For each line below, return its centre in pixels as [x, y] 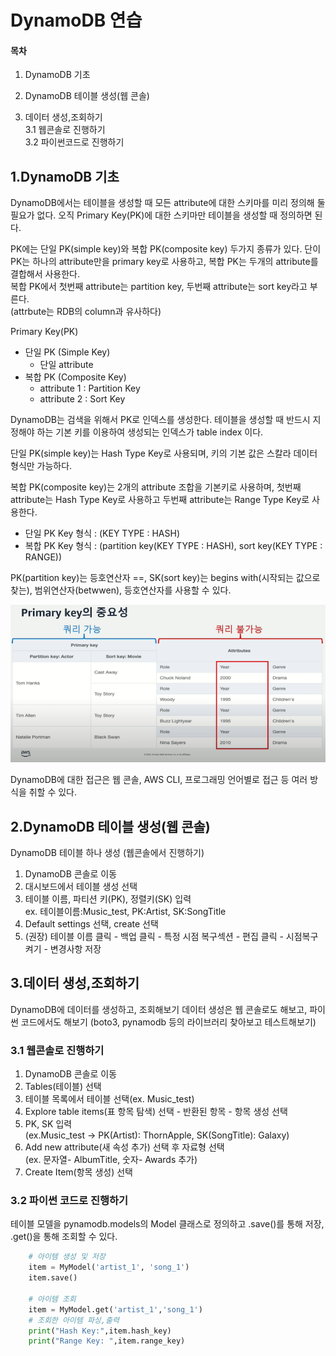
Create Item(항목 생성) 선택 [78, 1172]
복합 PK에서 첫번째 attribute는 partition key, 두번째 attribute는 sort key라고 [159, 287]
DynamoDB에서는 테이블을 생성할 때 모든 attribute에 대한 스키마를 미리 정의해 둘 [168, 203]
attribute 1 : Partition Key [90, 388]
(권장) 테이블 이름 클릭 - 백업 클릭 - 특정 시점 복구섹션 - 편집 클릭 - [154, 937]
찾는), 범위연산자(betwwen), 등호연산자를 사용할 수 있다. [121, 590]
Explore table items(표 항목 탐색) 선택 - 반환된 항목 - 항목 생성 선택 [156, 1112]
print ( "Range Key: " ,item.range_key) [107, 1341]
